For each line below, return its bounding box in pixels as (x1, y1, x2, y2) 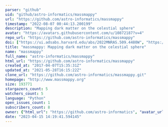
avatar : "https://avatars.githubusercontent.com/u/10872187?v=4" (5, 30, 144, 35)
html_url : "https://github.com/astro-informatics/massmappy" (5, 58, 135, 63)
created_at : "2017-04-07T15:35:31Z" (5, 63, 81, 68)
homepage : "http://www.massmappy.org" (5, 77, 86, 82)
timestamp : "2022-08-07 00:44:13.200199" (5, 21, 93, 26)
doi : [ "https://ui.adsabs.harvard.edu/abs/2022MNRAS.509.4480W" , (5, 40, 144, 45)
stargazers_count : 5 (5, 86, 48, 91)
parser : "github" (5, 7, 41, 12)
